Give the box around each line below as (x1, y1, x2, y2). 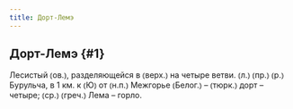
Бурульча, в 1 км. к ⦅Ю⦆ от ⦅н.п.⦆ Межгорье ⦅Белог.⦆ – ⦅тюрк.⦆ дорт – (9, 80, 264, 90)
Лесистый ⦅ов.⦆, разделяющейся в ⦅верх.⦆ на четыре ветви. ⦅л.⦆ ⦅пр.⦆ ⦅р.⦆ (9, 70, 285, 80)
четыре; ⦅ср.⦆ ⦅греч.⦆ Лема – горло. (9, 90, 142, 101)
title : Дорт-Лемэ (9, 13, 75, 22)
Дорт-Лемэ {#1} (9, 46, 105, 62)
